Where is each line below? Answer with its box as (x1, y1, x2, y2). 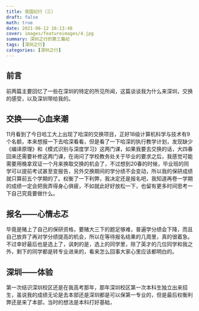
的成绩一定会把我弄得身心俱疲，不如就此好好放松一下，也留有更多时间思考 (6, 182, 188, 190)
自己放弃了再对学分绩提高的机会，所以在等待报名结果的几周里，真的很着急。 (6, 233, 193, 241)
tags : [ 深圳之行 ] (6, 42, 46, 48)
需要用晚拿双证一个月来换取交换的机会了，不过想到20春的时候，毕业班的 (6, 161, 184, 168)
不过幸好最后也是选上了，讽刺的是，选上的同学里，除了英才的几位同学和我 (6, 241, 188, 248)
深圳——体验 (6, 267, 53, 277)
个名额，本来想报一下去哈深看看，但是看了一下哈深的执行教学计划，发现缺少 (6, 138, 193, 145)
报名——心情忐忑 (6, 209, 69, 219)
